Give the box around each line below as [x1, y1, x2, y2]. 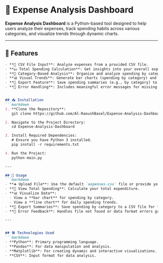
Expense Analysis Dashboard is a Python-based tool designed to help [5, 20, 147, 26]
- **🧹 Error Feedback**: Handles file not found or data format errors [5, 209, 153, 214]
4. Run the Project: [5, 151, 47, 155]
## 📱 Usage [5, 173, 27, 178]
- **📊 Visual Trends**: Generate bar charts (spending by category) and [5, 76, 157, 80]
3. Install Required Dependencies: [5, 133, 77, 138]
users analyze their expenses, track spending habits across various [5, 25, 140, 31]
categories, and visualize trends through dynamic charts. [5, 31, 119, 36]
